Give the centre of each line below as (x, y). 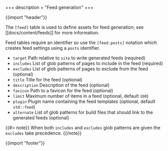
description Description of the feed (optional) (61, 85)
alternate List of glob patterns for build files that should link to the (83, 112)
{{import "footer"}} (25, 143)
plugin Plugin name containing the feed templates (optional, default (84, 101)
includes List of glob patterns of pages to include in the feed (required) (88, 63)
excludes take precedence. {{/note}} (44, 133)
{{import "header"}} (26, 17)
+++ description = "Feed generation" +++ (49, 7)
